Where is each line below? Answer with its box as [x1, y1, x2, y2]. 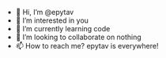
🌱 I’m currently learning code [15, 24, 111, 33]
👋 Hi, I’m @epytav [15, 8, 74, 16]
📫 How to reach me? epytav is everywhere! [15, 42, 159, 50]
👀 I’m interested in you [15, 16, 89, 25]
